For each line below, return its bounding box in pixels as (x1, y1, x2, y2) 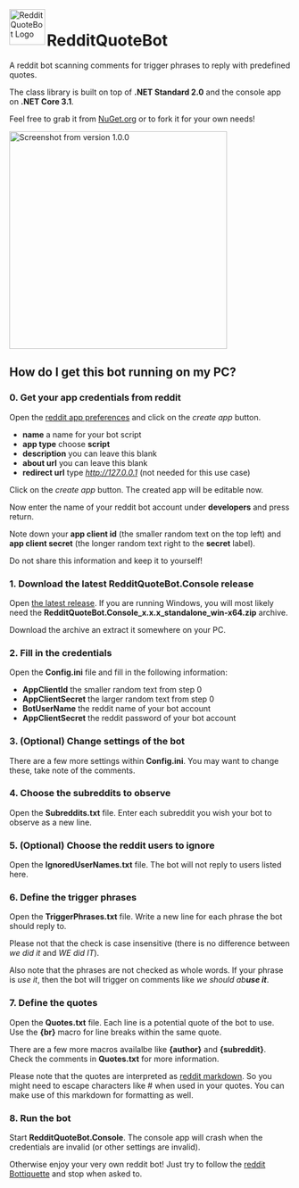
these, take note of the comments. (9, 765, 136, 776)
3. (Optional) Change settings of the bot (9, 735, 186, 748)
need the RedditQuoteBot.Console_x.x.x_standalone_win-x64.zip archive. (9, 607, 288, 618)
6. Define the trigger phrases (9, 892, 137, 904)
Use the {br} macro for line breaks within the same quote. (9, 1026, 222, 1037)
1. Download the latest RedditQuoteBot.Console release (9, 577, 254, 590)
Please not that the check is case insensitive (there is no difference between (9, 938, 290, 949)
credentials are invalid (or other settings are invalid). (9, 1142, 201, 1152)
